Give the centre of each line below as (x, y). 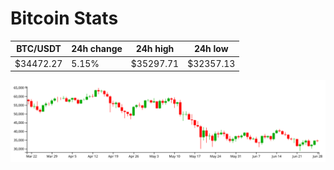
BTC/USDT (39, 49)
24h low (211, 49)
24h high (155, 49)
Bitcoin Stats (64, 18)
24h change (97, 49)
